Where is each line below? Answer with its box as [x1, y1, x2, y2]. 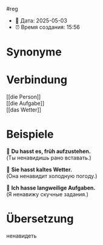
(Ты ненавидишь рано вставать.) [6, 154, 92, 162]
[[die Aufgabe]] [6, 100, 45, 107]
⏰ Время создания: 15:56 [15, 24, 81, 30]
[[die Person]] [6, 93, 41, 101]
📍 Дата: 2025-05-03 [15, 17, 68, 24]
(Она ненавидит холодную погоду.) [6, 172, 98, 180]
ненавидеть [6, 232, 37, 240]
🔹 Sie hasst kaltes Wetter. [6, 166, 73, 173]
